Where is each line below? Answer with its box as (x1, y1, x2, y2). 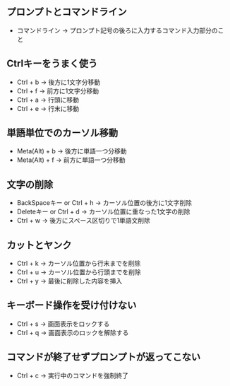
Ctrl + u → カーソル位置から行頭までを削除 (16, 268, 142, 276)
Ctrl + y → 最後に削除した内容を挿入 (16, 277, 123, 286)
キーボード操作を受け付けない (6, 299, 137, 312)
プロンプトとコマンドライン (6, 6, 128, 18)
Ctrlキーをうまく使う (6, 58, 98, 70)
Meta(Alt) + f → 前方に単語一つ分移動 (16, 156, 126, 164)
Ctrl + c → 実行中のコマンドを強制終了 (16, 371, 128, 380)
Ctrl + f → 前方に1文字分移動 (16, 86, 99, 95)
